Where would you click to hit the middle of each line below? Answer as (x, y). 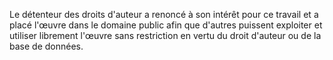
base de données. (46, 46)
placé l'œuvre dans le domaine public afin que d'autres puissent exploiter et (166, 25)
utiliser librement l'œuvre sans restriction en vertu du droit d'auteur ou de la (165, 35)
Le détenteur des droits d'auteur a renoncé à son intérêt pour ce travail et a (164, 14)
